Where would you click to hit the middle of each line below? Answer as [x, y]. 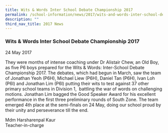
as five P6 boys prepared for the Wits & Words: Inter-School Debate [75, 67]
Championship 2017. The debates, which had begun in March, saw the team [83, 73]
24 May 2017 [18, 52]
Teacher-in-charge [24, 125]
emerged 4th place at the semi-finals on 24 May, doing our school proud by [83, 105]
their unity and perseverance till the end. [47, 110]
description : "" [22, 19]
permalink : [16, 15]
